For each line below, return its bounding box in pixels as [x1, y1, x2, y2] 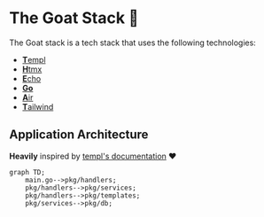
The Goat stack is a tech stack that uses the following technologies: [9, 37, 257, 48]
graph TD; [9, 167, 46, 176]
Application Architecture [9, 128, 149, 143]
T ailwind [21, 101, 54, 112]
